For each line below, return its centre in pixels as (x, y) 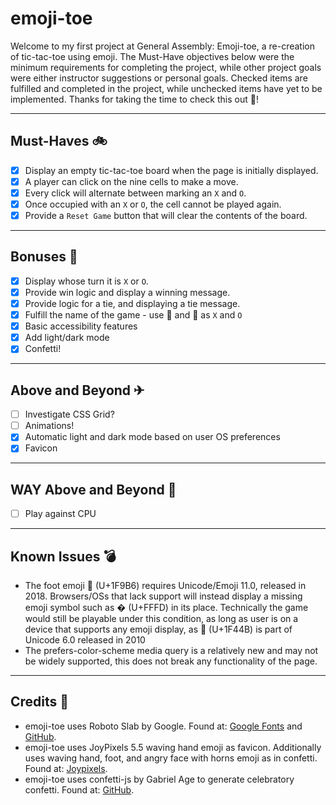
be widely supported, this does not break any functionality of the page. (171, 661)
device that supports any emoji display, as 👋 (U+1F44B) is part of (158, 629)
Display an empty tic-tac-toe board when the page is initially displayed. (171, 170)
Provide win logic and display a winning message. (127, 292)
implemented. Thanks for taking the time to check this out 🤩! (134, 99)
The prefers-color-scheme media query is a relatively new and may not (171, 651)
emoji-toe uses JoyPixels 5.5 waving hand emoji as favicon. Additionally (173, 747)
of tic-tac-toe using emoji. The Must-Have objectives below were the (152, 56)
